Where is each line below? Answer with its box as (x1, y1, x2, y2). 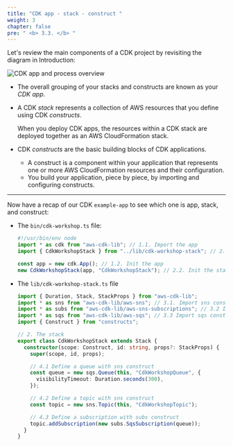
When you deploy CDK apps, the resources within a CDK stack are (17, 124, 208, 132)
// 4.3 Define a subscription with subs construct (30, 413, 180, 420)
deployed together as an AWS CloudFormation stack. (17, 132, 169, 140)
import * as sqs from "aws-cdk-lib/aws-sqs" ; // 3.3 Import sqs (17, 312, 207, 319)
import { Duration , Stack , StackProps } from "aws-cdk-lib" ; (17, 293, 198, 300)
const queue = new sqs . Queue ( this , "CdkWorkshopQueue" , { (30, 369, 201, 377)
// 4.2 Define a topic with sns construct (30, 395, 155, 402)
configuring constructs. (27, 181, 95, 189)
